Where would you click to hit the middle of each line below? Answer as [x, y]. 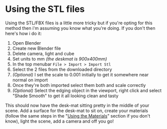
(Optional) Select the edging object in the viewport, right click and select [87, 90]
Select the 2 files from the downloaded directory [62, 69]
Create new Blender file [37, 48]
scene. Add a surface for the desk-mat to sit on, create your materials [77, 111]
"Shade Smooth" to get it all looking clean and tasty [65, 96]
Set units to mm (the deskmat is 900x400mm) [60, 59]
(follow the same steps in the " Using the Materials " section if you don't [78, 116]
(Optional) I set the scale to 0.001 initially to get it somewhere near [80, 74]
